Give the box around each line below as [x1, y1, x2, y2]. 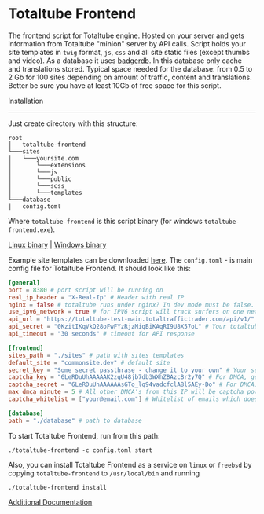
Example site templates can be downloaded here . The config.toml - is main [8, 255, 253, 264]
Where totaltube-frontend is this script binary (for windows [8, 216, 203, 226]
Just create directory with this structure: [8, 119, 139, 128]
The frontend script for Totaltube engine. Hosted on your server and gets [8, 31, 245, 40]
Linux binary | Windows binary [8, 240, 107, 249]
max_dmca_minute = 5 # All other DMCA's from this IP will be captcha [8, 388, 244, 396]
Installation [8, 96, 44, 105]
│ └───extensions [8, 161, 86, 169]
